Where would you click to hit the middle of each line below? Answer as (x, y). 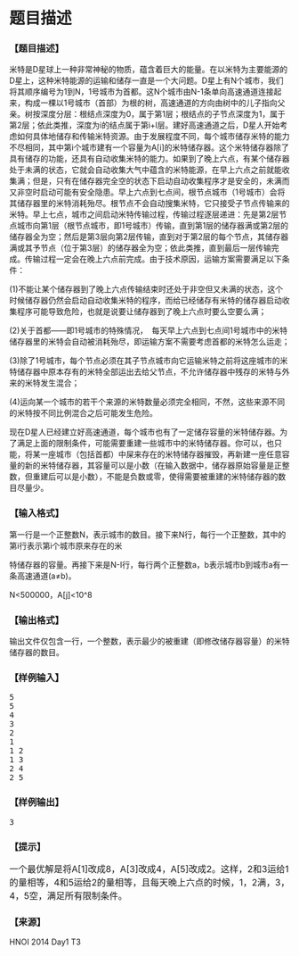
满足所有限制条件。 (87, 895)
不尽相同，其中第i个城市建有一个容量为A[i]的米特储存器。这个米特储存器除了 (149, 147)
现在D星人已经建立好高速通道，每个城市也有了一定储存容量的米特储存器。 (145, 432)
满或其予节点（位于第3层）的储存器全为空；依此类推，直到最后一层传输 (140, 248)
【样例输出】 (37, 802)
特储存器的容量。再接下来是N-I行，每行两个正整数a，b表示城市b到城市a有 (145, 564)
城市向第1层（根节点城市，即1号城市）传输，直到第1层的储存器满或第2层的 (153, 226)
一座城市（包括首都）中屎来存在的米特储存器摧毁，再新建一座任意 (161, 454)
